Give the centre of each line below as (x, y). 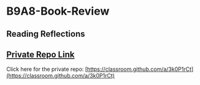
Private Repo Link (40, 54)
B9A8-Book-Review (58, 11)
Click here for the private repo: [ (47, 69)
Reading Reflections (46, 34)
